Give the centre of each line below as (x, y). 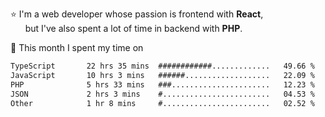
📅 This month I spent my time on (77, 47)
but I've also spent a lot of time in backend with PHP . (133, 28)
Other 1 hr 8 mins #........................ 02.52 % (162, 103)
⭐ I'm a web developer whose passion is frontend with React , (137, 14)
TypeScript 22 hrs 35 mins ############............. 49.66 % (162, 66)
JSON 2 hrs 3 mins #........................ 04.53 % (162, 94)
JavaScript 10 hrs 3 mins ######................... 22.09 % (162, 75)
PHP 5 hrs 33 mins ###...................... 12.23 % (162, 84)
